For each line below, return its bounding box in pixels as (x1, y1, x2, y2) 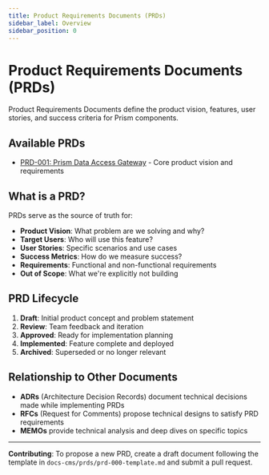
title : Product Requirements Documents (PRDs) (8, 11, 167, 20)
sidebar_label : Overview (8, 19, 91, 27)
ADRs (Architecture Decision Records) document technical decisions (19, 392, 248, 401)
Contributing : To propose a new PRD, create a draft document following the (8, 449, 259, 458)
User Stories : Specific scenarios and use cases (19, 243, 178, 252)
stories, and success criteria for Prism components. (8, 113, 179, 123)
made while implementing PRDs (19, 400, 125, 409)
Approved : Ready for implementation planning (19, 330, 174, 340)
